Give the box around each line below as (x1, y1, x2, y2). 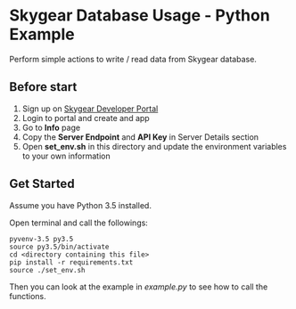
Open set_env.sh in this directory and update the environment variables (21, 141, 287, 151)
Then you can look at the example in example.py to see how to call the (9, 281, 268, 292)
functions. (9, 290, 46, 301)
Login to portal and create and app (21, 112, 150, 123)
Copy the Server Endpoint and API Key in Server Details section (21, 131, 259, 142)
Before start (9, 79, 78, 94)
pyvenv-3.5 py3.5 (9, 234, 74, 243)
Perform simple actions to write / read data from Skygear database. (9, 53, 257, 64)
